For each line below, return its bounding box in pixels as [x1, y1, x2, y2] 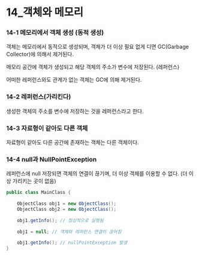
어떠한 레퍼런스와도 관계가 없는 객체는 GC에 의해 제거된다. [6, 76, 142, 83]
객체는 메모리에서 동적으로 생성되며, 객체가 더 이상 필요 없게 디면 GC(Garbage [6, 43, 189, 50]
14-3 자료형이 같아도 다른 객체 [6, 124, 88, 132]
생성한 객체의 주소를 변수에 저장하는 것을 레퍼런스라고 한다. [6, 107, 144, 115]
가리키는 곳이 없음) [12, 178, 56, 185]
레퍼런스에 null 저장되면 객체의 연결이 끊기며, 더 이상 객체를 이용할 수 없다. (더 [6, 170, 188, 177]
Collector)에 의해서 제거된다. [6, 50, 74, 58]
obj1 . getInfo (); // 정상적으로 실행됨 [17, 217, 104, 223]
